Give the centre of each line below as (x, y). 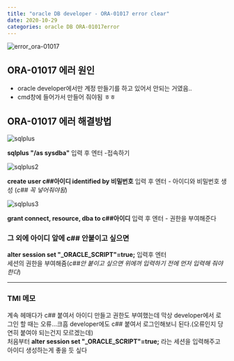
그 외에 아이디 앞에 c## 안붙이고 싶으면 (68, 238)
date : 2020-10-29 (32, 20)
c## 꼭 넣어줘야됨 (41, 190)
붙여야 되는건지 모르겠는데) (57, 332)
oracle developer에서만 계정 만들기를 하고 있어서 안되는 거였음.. (105, 89)
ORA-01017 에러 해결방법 (60, 121)
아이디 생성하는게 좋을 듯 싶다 (47, 350)
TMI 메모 (22, 299)
